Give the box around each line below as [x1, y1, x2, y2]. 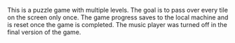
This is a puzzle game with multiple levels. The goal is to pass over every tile [7, 6, 228, 14]
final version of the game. [7, 28, 81, 36]
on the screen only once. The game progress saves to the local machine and [7, 13, 229, 21]
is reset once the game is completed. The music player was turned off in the [7, 21, 228, 28]
